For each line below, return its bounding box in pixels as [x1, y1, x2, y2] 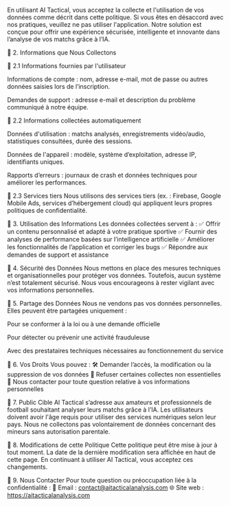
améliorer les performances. [7, 178, 87, 187]
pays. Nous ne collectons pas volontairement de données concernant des [7, 420, 216, 428]
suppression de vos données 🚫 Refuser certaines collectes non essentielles [7, 370, 221, 378]
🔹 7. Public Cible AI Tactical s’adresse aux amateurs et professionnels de [7, 399, 212, 406]
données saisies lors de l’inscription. [7, 83, 111, 90]
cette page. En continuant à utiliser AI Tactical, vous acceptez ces [7, 456, 194, 463]
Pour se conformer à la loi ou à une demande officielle [7, 320, 161, 328]
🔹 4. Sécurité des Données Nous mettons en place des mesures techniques [7, 264, 221, 272]
